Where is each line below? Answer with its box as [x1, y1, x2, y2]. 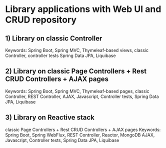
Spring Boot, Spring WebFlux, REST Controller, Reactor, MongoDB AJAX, [5, 131, 155, 138]
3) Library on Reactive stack [5, 113, 95, 122]
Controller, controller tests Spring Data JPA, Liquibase [5, 52, 116, 58]
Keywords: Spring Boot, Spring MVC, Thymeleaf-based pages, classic [5, 88, 149, 94]
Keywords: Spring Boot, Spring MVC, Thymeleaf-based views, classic [5, 47, 149, 53]
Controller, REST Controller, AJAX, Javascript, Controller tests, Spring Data [5, 93, 159, 99]
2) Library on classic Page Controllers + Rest [5, 67, 146, 75]
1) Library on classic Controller [5, 34, 102, 42]
